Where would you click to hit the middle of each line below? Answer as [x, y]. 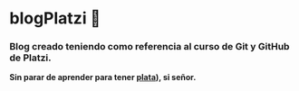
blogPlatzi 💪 [55, 18]
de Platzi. [30, 58]
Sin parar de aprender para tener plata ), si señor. [103, 77]
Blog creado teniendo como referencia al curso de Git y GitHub [149, 47]
